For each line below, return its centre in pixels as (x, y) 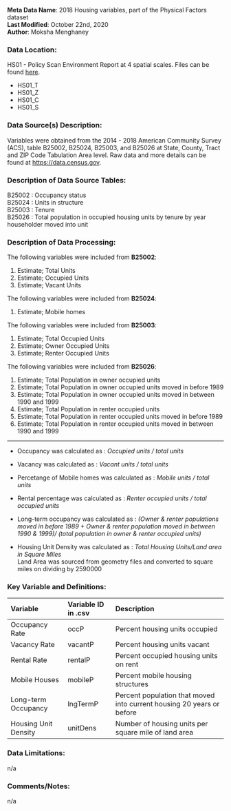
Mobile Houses (35, 680)
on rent (127, 664)
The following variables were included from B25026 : (82, 367)
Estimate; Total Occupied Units (61, 339)
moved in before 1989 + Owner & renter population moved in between (116, 526)
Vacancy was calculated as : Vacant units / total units (92, 464)
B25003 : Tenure (31, 209)
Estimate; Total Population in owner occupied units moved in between (116, 395)
